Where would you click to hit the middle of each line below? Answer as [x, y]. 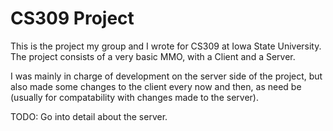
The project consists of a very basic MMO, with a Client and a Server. [153, 56]
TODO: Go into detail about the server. [89, 116]
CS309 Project [72, 18]
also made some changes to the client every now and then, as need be [156, 86]
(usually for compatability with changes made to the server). [134, 97]
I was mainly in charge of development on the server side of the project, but [166, 76]
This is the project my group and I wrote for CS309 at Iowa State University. [166, 46]
